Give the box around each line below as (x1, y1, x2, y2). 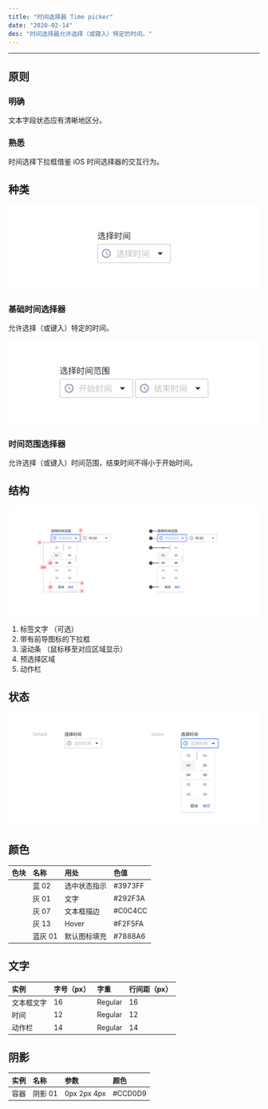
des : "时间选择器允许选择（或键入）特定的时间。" (8, 30, 152, 38)
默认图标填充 (64, 932, 107, 941)
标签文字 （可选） (19, 624, 78, 634)
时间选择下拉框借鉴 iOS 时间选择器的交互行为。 (8, 157, 164, 167)
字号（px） (53, 984, 90, 994)
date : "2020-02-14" (8, 21, 73, 30)
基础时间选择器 (8, 304, 66, 315)
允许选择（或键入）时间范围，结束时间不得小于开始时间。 (8, 458, 197, 467)
